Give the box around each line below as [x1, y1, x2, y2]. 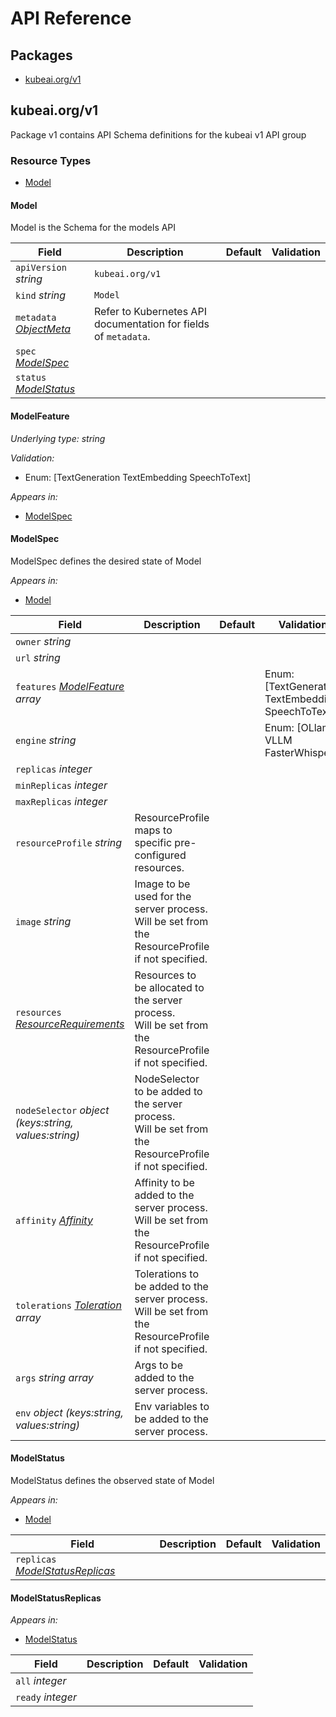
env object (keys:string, [15, 1405, 124, 1419]
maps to [134, 823, 173, 837]
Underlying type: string [10, 432, 106, 444]
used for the [134, 889, 192, 903]
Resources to [134, 968, 197, 982]
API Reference [10, 7, 132, 30]
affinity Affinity [15, 1213, 93, 1227]
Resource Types [10, 153, 92, 167]
